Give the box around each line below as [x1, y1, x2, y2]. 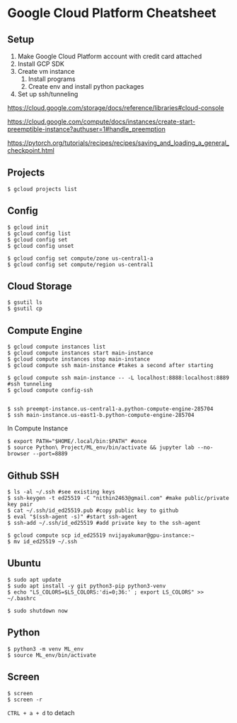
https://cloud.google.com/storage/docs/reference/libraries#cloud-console [7, 104, 224, 112]
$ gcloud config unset [7, 242, 74, 249]
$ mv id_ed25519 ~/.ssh [7, 538, 78, 545]
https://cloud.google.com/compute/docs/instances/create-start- [7, 117, 196, 126]
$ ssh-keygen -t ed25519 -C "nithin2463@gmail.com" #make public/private [7, 495, 230, 502]
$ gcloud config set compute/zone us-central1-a [7, 254, 154, 262]
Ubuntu [7, 558, 41, 570]
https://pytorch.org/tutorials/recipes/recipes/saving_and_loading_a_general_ [7, 138, 230, 147]
